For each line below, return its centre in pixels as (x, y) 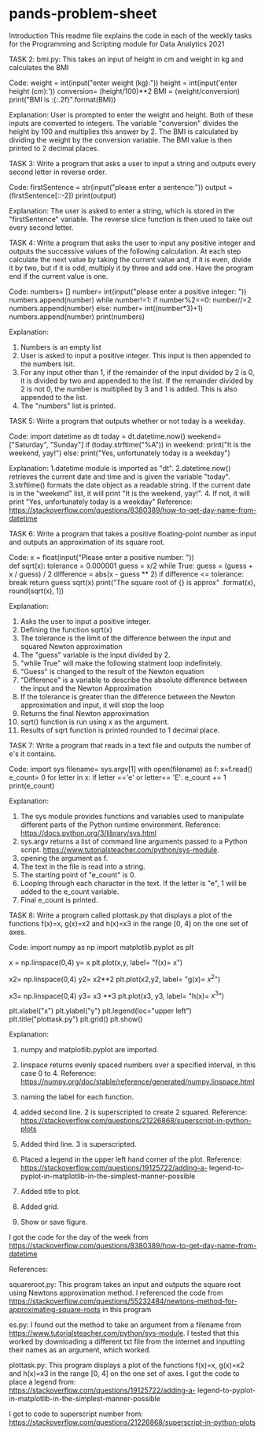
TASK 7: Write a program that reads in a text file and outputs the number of (130, 745)
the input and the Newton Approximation (86, 688)
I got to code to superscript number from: (76, 1414)
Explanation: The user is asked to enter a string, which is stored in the (122, 210)
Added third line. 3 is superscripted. (78, 1144)
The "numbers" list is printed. (68, 406)
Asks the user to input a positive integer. (86, 621)
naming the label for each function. (77, 1097)
